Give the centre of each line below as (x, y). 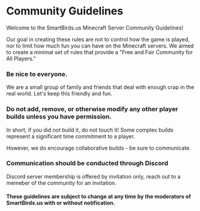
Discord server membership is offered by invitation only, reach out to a (93, 176)
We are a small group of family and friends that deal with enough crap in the (100, 87)
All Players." (21, 58)
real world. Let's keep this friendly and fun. (59, 94)
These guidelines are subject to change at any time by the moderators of (98, 197)
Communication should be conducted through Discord (87, 164)
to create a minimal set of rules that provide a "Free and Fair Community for (100, 52)
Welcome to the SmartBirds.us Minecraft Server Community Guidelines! (95, 28)
